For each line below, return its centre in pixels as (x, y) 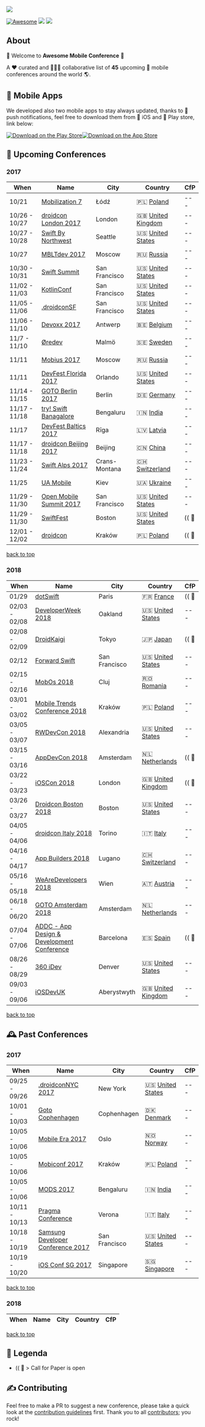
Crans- (106, 461)
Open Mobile (60, 497)
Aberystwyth (117, 991)
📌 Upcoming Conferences (56, 155)
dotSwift (47, 596)
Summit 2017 (61, 504)
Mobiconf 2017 (61, 1164)
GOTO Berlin (59, 391)
